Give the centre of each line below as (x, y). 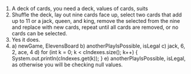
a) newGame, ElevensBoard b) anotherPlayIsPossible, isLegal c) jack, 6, (98, 46)
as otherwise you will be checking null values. (67, 65)
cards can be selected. (39, 33)
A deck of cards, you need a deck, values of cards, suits (80, 9)
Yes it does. (26, 40)
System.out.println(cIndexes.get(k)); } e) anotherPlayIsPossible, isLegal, (99, 58)
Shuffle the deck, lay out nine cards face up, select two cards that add (97, 15)
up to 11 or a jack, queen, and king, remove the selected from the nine (96, 21)
